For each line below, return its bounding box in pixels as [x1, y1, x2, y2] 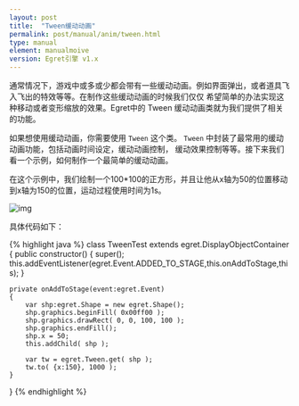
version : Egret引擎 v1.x [9, 54, 99, 63]
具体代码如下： [9, 221, 64, 232]
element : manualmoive [9, 46, 90, 55]
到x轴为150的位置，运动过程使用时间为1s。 [9, 185, 166, 195]
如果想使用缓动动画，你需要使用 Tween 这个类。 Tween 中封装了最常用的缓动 [9, 133, 285, 143]
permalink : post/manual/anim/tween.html [9, 29, 162, 38]
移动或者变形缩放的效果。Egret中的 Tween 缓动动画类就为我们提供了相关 [16, 103, 284, 112]
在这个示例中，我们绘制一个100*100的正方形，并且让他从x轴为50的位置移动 [9, 174, 288, 184]
